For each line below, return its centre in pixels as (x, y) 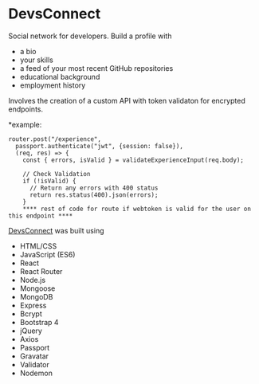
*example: (25, 124)
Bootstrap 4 (39, 322)
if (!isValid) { (50, 181)
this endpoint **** (41, 216)
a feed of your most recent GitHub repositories (96, 68)
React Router (41, 271)
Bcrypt (31, 313)
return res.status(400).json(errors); (94, 195)
